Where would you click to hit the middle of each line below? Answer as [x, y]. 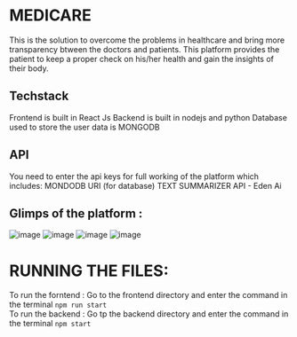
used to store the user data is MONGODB [84, 127]
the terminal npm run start [58, 305]
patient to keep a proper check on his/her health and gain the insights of [141, 59]
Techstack [39, 96]
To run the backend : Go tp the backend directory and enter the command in [149, 314]
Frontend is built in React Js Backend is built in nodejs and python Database [148, 117]
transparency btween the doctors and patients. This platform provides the [144, 49]
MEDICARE [50, 16]
